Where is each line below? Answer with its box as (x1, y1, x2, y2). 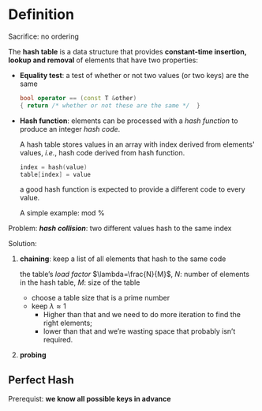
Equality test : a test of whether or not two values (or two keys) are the (19, 70, 249, 80)
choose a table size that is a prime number (31, 293, 170, 303)
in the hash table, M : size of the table (19, 278, 140, 287)
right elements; (43, 318, 93, 328)
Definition (8, 6, 75, 24)
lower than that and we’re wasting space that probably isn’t (43, 327, 236, 336)
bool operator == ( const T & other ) (19, 94, 137, 102)
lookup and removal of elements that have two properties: (8, 55, 199, 65)
